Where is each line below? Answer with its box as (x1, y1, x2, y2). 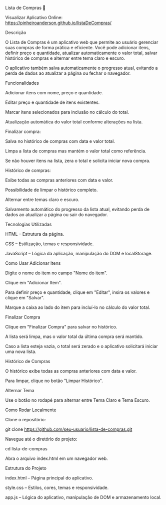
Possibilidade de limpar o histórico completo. (5, 187, 98, 193)
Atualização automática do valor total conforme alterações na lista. (5, 119, 143, 125)
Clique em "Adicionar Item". (5, 280, 62, 285)
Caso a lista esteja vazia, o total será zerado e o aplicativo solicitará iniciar (5, 344, 158, 349)
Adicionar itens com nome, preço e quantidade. (5, 90, 103, 95)
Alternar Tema (5, 388, 34, 393)
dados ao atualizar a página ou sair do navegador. (5, 212, 108, 218)
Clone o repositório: (5, 417, 46, 422)
